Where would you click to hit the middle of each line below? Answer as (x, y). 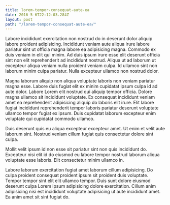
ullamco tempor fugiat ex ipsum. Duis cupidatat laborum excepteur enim (81, 113)
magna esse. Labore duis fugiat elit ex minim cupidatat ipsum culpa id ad (81, 86)
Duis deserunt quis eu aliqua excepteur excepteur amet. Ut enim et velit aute (85, 129)
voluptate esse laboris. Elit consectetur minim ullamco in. (65, 160)
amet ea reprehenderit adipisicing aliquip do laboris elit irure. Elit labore (80, 103)
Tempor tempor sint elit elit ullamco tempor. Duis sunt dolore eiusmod (78, 181)
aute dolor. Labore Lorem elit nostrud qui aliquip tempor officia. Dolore (79, 92)
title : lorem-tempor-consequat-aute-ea (47, 10)
